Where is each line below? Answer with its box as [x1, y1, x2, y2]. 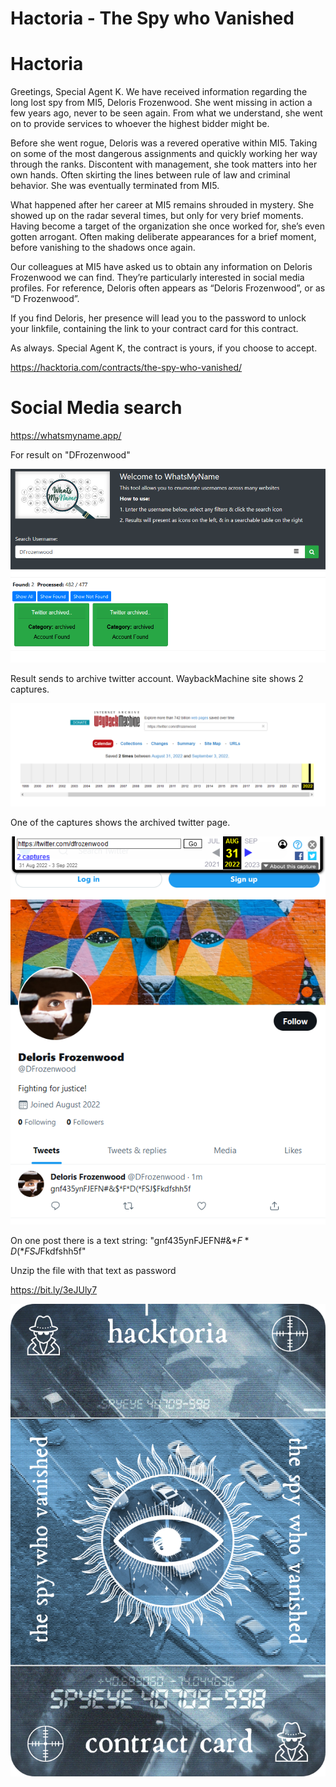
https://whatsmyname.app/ [10, 430, 122, 442]
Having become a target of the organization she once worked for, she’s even [10, 220, 325, 232]
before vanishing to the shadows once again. [10, 242, 196, 254]
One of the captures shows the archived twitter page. [10, 817, 231, 829]
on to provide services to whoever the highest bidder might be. [10, 118, 270, 130]
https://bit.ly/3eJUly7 [10, 1283, 98, 1296]
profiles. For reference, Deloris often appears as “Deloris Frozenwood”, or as [10, 282, 326, 294]
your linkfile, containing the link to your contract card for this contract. [10, 323, 299, 335]
